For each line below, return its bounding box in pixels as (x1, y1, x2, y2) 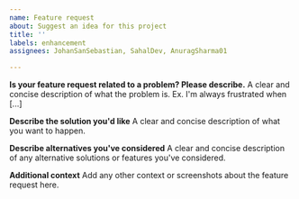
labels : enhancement (9, 38, 87, 48)
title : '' (9, 30, 47, 39)
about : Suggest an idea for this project (9, 22, 168, 31)
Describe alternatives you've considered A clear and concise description (9, 143, 285, 154)
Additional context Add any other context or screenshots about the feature (9, 170, 289, 181)
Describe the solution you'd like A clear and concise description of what (9, 116, 281, 127)
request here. (9, 179, 59, 190)
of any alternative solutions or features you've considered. (9, 152, 227, 163)
